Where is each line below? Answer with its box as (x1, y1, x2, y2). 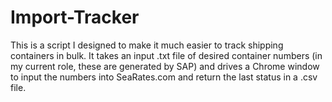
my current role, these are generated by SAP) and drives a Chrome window (10, 60, 320, 72)
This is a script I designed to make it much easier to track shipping (10, 39, 284, 51)
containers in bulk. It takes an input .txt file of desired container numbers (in (10, 49, 323, 61)
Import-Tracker (10, 6, 140, 29)
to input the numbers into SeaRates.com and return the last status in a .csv (10, 71, 318, 83)
